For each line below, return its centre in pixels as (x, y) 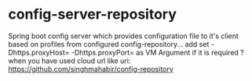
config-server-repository (92, 14)
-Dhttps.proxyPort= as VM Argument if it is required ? (158, 52)
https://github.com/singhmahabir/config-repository (91, 69)
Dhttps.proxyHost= (39, 52)
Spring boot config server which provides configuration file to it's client (124, 36)
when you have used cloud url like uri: (69, 61)
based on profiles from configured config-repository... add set (109, 44)
